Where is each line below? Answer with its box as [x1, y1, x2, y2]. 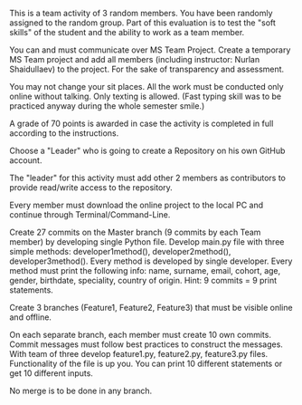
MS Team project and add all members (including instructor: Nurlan [9, 54, 260, 64]
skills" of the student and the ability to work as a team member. [9, 27, 245, 37]
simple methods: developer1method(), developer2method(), [9, 246, 231, 256]
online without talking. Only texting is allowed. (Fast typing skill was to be [9, 91, 282, 101]
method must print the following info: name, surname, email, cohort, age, [9, 265, 281, 275]
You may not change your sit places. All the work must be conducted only [9, 82, 284, 92]
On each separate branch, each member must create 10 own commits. [9, 330, 271, 340]
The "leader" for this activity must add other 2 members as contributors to [9, 172, 287, 183]
